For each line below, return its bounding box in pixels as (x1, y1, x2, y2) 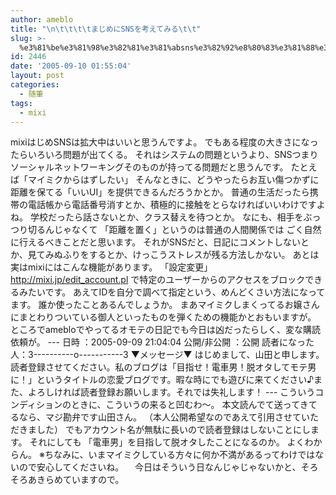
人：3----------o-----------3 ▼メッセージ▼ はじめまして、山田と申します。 (10, 349, 325, 361)
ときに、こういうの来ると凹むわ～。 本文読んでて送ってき (71, 399, 309, 411)
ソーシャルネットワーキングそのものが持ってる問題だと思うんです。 (10, 161, 289, 173)
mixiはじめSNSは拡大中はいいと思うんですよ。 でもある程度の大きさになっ (10, 136, 319, 148)
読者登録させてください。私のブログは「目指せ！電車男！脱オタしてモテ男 (10, 361, 317, 373)
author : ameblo (10, 14, 74, 25)
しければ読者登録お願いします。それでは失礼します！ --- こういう (44, 386, 316, 398)
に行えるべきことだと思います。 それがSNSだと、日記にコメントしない (10, 236, 302, 248)
